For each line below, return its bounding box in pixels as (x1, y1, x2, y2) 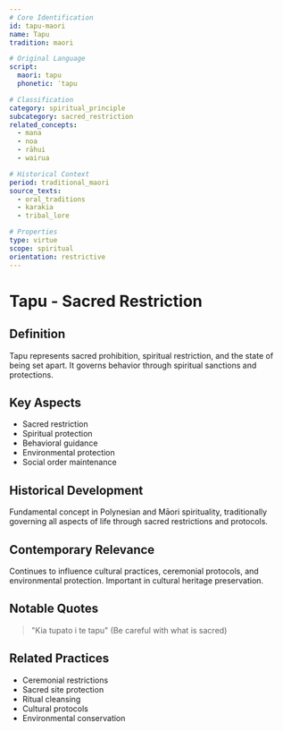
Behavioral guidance (21, 438, 98, 448)
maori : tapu (17, 71, 62, 81)
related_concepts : (9, 120, 78, 130)
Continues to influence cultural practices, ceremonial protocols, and (9, 565, 259, 576)
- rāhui (17, 145, 46, 155)
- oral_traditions (17, 194, 87, 204)
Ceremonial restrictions (21, 675, 109, 685)
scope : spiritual (9, 243, 74, 253)
